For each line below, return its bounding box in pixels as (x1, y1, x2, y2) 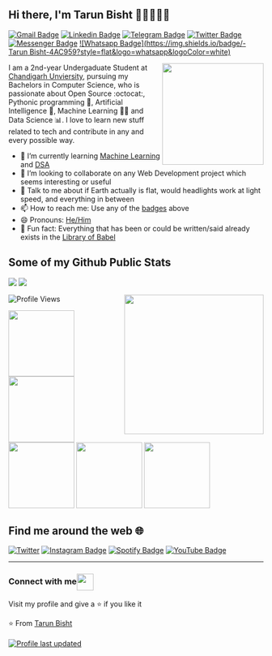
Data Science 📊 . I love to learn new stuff (8, 114, 144, 124)
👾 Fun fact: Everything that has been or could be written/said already (19, 223, 250, 233)
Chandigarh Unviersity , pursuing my (8, 71, 129, 81)
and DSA (19, 159, 50, 169)
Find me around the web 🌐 (8, 524, 144, 538)
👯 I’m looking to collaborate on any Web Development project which (19, 168, 247, 178)
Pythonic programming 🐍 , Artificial (8, 97, 123, 106)
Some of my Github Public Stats (8, 256, 172, 270)
